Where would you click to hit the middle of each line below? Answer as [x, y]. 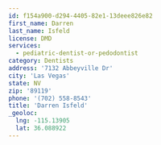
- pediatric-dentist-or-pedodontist [77, 53]
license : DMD [30, 38]
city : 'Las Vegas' [39, 76]
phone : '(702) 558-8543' [50, 98]
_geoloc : [23, 114]
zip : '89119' [30, 91]
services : [25, 46]
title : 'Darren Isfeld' [48, 106]
